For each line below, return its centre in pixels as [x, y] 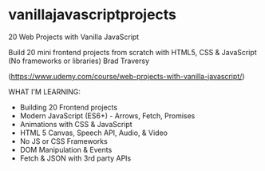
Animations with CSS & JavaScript [76, 124]
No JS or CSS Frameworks [63, 141]
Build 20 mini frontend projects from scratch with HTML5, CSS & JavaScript [132, 52]
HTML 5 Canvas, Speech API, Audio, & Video [93, 133]
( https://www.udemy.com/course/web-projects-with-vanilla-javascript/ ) [127, 76]
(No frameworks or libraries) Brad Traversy [79, 61]
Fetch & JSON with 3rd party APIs [75, 158]
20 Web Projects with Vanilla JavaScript [74, 37]
